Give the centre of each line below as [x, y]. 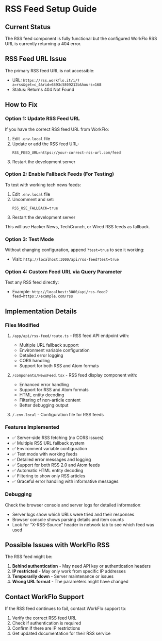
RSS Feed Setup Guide [51, 9]
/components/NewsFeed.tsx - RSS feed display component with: [74, 375]
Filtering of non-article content [50, 400]
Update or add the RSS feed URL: [45, 144]
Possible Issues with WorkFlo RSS [57, 545]
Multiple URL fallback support [49, 345]
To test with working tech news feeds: [43, 185]
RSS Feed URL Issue [36, 59]
